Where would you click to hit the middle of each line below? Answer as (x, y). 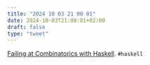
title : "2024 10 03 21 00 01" (52, 14)
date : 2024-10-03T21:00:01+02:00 (56, 20)
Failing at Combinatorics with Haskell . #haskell (75, 54)
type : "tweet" (28, 34)
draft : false (26, 27)
